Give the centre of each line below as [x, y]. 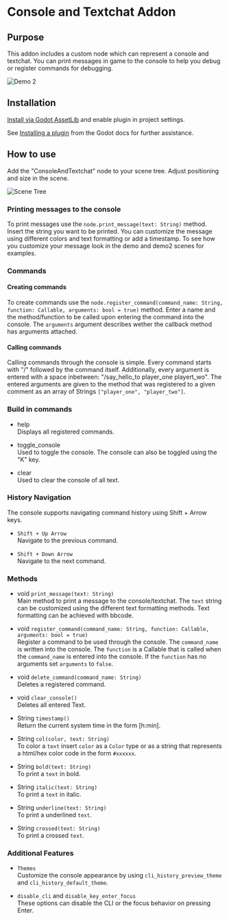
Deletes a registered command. [61, 684]
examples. [22, 253]
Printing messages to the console [64, 209]
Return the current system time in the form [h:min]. [89, 725]
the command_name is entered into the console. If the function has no [112, 657]
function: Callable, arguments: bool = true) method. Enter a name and [111, 310]
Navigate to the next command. [61, 561]
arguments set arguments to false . [65, 664]
